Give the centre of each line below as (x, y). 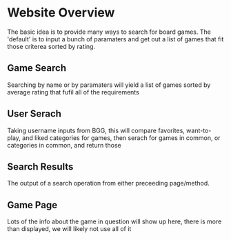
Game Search (37, 68)
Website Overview (61, 13)
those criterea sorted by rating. (51, 46)
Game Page (32, 205)
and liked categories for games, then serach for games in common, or (121, 138)
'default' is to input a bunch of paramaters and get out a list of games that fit (115, 39)
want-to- (199, 130)
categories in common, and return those (64, 145)
